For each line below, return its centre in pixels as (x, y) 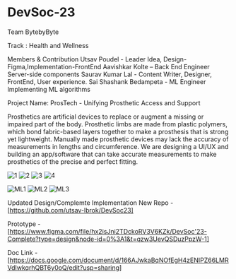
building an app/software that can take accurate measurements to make (112, 154)
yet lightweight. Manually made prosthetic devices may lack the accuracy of (118, 139)
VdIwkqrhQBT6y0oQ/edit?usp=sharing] (65, 267)
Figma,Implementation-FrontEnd (54, 66)
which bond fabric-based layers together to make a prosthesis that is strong (118, 131)
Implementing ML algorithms (49, 89)
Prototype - (24, 224)
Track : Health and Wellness (48, 45)
